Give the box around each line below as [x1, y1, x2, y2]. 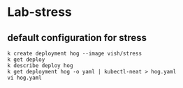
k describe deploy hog [7, 62, 73, 69]
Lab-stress [7, 4, 72, 20]
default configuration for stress [7, 32, 147, 44]
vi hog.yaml [7, 74, 42, 81]
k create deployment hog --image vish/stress [7, 50, 142, 57]
